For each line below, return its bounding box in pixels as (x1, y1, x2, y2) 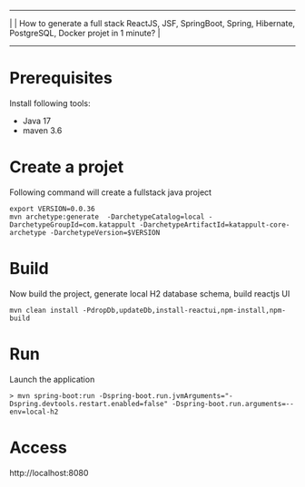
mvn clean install (9, 306, 79, 315)
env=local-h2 (9, 407, 59, 416)
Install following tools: (9, 97, 91, 109)
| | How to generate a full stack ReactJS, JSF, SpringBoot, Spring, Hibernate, (9, 18, 296, 28)
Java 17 (22, 115, 52, 126)
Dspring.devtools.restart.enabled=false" (9, 399, 169, 408)
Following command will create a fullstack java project (9, 187, 212, 198)
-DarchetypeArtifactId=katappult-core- (139, 219, 290, 229)
